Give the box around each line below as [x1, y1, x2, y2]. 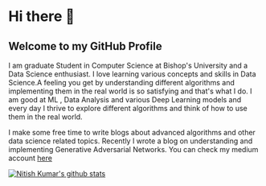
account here [8, 153, 52, 163]
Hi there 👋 [8, 7, 75, 26]
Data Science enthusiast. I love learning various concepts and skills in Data [8, 69, 256, 79]
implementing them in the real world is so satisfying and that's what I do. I [8, 86, 252, 96]
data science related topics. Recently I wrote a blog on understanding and [8, 136, 253, 146]
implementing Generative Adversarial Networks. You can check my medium [8, 145, 259, 154]
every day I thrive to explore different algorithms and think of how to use [8, 104, 248, 113]
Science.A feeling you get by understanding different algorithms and [8, 78, 235, 87]
